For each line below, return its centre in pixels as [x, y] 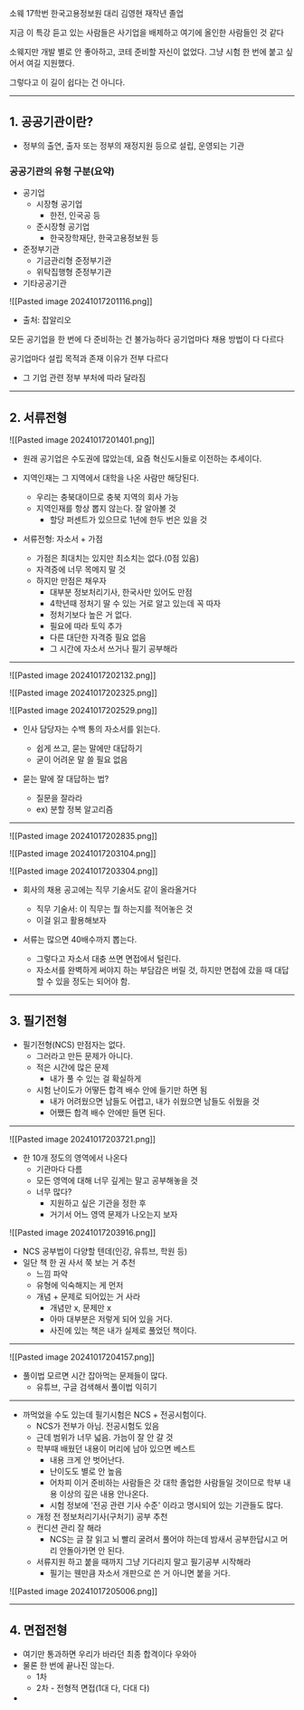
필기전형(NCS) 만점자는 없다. [74, 1045]
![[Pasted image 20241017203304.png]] [84, 871]
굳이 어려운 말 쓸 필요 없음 [82, 759]
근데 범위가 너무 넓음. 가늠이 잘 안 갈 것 [104, 1437]
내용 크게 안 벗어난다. [87, 1459]
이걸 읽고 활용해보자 [71, 920]
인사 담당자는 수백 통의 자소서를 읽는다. [91, 729]
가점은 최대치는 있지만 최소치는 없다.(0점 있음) [118, 558]
